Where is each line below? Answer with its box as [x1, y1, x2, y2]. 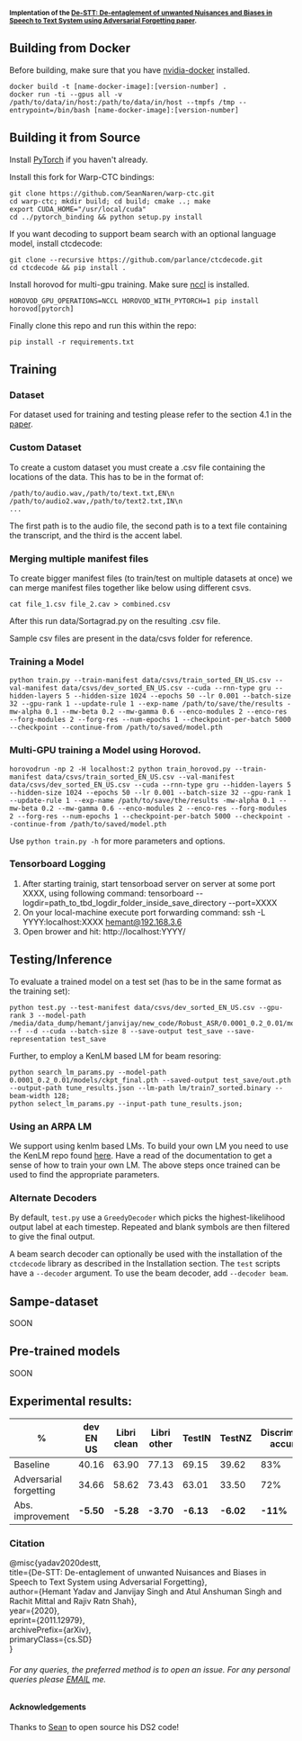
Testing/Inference [9, 952, 112, 968]
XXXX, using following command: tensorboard [22, 888, 194, 898]
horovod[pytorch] [9, 304, 75, 313]
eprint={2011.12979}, [9, 1614, 85, 1625]
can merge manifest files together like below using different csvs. [9, 582, 252, 593]
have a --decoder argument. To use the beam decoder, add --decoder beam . [9, 1267, 289, 1278]
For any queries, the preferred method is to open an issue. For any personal [9, 1664, 290, 1674]
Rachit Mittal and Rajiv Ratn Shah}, [9, 1595, 138, 1606]
